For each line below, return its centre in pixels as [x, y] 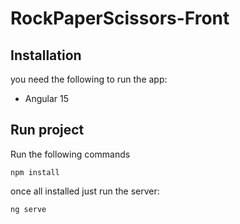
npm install [35, 172]
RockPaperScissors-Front [120, 18]
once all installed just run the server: [85, 191]
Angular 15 [47, 98]
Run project [47, 130]
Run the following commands [70, 154]
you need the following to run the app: [89, 79]
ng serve [28, 209]
